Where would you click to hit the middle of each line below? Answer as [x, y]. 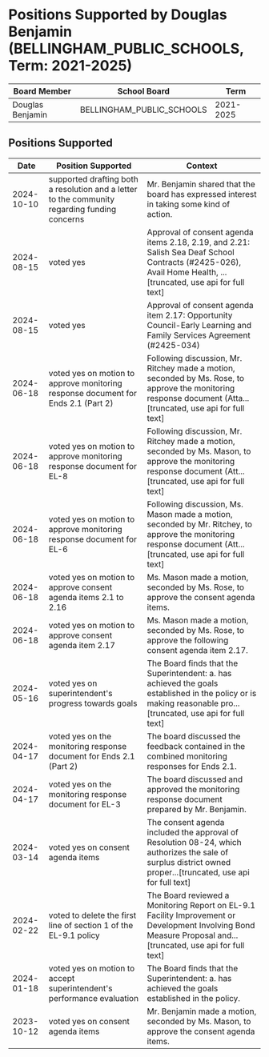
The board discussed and [195, 779]
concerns [66, 219]
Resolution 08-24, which [194, 842]
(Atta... [237, 398]
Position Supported [94, 166]
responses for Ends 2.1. [192, 766]
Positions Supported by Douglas [118, 15]
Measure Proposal [181, 935]
